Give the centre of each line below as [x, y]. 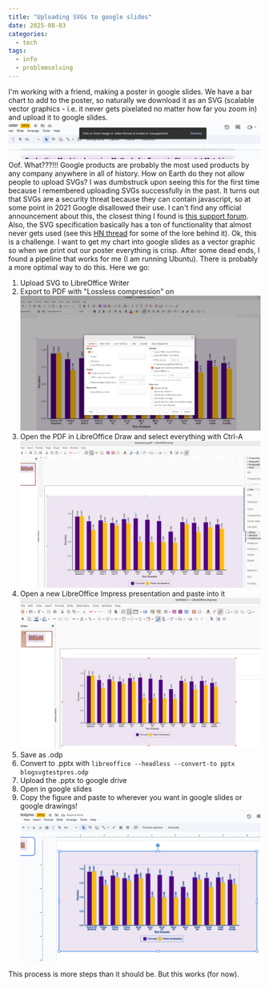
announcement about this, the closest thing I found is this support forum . [128, 216]
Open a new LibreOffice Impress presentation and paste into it [122, 593]
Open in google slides [56, 789]
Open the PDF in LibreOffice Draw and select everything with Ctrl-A [131, 436]
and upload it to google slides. [58, 117]
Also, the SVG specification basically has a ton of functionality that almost [130, 224]
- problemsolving [44, 68]
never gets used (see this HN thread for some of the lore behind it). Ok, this [132, 233]
